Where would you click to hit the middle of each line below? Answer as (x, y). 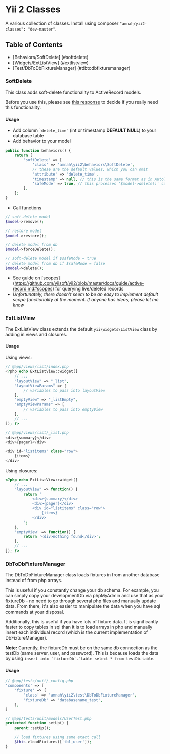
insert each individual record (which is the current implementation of (77, 632)
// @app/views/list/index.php (37, 367)
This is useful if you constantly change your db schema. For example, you (82, 590)
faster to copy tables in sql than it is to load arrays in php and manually (79, 627)
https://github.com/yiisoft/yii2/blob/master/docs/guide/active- (79, 283)
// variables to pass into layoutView (64, 390)
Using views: (19, 358)
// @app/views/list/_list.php (37, 433)
